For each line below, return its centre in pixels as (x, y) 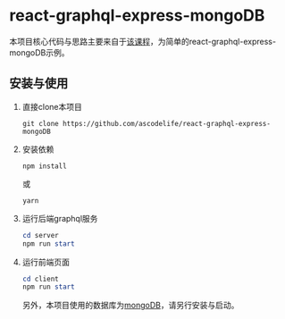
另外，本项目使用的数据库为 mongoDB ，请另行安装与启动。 (130, 306)
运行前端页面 (46, 262)
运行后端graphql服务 (60, 218)
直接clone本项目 (52, 106)
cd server (41, 235)
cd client (41, 279)
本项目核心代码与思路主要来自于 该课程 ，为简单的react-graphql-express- (143, 41)
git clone (41, 123)
